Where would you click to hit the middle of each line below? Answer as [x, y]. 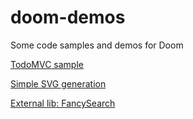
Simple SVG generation [58, 83]
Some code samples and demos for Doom [97, 45]
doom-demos [68, 17]
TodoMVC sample [47, 64]
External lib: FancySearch [63, 103]
